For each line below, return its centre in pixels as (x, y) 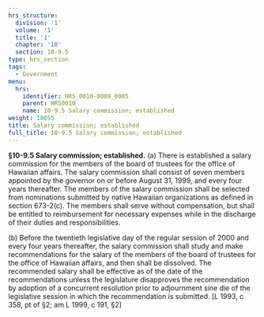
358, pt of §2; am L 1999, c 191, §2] (65, 304)
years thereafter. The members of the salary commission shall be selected (129, 188)
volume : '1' (35, 30)
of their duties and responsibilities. (64, 222)
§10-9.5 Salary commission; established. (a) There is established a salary (130, 155)
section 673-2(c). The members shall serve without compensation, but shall (132, 205)
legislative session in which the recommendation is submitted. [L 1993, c (126, 296)
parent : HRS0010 (49, 103)
